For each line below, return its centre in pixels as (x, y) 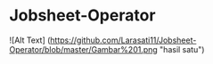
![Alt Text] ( (30, 40)
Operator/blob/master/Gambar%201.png (83, 49)
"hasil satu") (182, 49)
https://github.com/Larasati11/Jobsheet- (123, 40)
